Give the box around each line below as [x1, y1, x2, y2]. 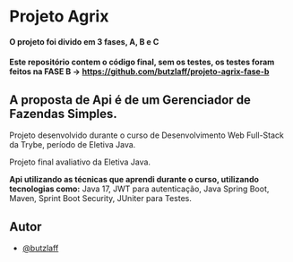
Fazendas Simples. [9, 106, 118, 122]
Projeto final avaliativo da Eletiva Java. [9, 156, 151, 167]
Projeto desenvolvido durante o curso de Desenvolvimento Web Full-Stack [9, 130, 285, 140]
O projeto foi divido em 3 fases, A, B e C [9, 36, 159, 46]
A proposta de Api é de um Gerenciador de [9, 92, 251, 107]
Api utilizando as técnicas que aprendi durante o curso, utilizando [9, 174, 260, 185]
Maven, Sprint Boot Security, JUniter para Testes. [9, 193, 193, 204]
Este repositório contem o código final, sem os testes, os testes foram [9, 56, 275, 68]
